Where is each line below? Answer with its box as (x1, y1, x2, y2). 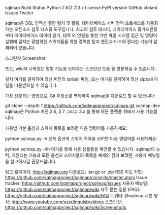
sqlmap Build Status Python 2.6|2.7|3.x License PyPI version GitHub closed (5, 5, 158, 10)
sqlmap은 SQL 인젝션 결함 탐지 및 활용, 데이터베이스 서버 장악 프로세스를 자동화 (5, 20, 159, 26)
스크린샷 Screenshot (5, 55, 46, 61)
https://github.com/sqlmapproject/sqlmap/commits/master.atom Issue (5, 175, 147, 180)
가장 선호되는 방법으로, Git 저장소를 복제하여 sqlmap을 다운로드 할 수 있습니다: (5, 93, 156, 99)
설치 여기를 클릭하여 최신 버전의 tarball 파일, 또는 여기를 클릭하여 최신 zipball (5, 76, 153, 82)
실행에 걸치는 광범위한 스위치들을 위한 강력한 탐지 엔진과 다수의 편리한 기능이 (5, 38, 153, 44)
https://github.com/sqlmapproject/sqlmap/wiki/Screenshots (5, 205, 127, 210)
